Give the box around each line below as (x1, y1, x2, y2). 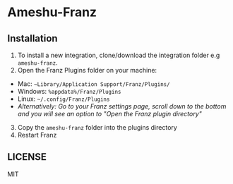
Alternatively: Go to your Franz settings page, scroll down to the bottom (17, 102, 227, 110)
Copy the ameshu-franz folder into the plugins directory (17, 123, 178, 131)
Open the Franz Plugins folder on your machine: (17, 66, 157, 74)
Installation (7, 32, 58, 44)
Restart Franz (17, 131, 57, 139)
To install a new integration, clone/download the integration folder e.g (17, 51, 220, 59)
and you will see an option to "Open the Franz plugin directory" (17, 110, 203, 118)
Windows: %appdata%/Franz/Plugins (17, 87, 121, 95)
